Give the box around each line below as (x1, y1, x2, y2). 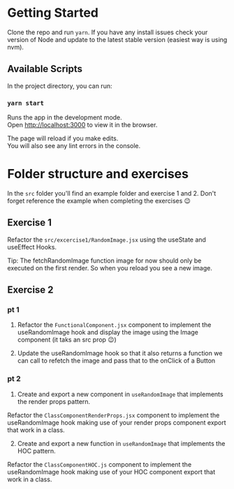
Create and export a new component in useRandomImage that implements (17, 390, 224, 398)
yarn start (7, 99, 44, 107)
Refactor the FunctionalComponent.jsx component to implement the (17, 321, 212, 329)
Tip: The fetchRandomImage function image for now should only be (7, 256, 202, 265)
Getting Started (7, 5, 99, 21)
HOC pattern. (17, 446, 56, 455)
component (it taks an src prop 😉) (17, 335, 117, 344)
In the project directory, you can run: (7, 82, 112, 90)
